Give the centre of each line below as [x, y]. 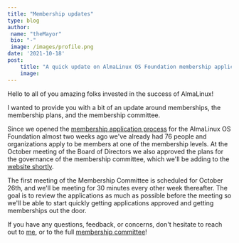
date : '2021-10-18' [36, 54]
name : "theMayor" [36, 34]
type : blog [23, 21]
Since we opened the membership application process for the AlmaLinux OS [119, 129]
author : [19, 27]
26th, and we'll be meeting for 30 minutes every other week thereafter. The [117, 188]
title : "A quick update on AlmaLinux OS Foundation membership [116, 67]
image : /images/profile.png [52, 47]
